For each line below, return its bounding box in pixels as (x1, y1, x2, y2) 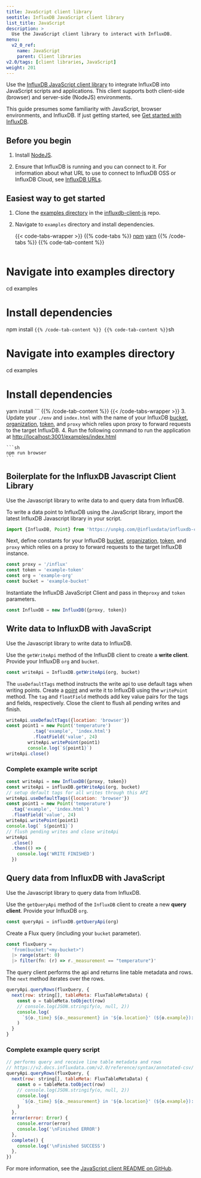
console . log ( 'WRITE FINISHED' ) (17, 851, 95, 857)
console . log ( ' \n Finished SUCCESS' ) (17, 1143, 106, 1149)
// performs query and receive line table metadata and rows (6, 1059, 162, 1065)
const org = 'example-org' (6, 572, 74, 579)
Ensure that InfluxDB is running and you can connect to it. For (14, 163, 167, 170)
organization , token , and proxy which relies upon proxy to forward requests (6, 420, 191, 427)
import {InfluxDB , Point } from (6, 526, 84, 532)
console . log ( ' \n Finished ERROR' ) (17, 1126, 100, 1132)
